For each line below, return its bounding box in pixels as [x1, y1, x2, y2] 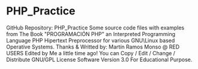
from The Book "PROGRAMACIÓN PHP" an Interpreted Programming [6, 30, 175, 37]
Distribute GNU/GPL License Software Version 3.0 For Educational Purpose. [6, 56, 193, 63]
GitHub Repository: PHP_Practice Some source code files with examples [6, 24, 184, 31]
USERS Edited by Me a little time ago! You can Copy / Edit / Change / [6, 49, 175, 56]
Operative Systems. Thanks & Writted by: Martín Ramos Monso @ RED [6, 43, 180, 50]
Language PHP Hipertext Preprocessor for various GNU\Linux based [6, 37, 175, 44]
